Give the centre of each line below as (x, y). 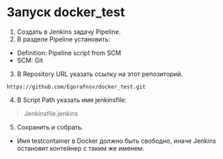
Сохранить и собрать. (50, 127)
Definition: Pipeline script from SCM (69, 53)
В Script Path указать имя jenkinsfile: (72, 100)
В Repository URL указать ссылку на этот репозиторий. (100, 74)
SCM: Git (30, 60)
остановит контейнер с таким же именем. (80, 148)
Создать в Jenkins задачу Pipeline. (69, 32)
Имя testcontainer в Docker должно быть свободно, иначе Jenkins (116, 141)
